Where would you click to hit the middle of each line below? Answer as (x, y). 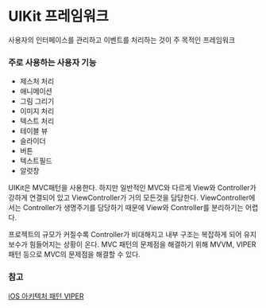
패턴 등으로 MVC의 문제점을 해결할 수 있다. (74, 255)
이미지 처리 (37, 111)
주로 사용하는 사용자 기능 (52, 62)
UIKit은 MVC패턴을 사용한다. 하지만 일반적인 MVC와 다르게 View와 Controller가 (132, 188)
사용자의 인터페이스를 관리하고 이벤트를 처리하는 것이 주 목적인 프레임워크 (122, 40)
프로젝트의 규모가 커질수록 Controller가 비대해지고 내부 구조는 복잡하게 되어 (125, 235)
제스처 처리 (37, 81)
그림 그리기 (37, 101)
